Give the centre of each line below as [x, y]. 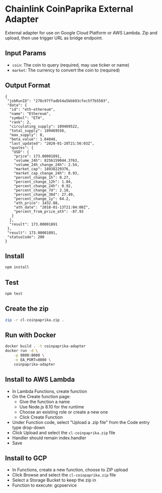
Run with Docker [31, 335]
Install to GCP [26, 458]
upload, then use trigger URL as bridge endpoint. [54, 38]
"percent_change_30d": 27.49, [45, 194]
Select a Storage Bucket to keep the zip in [54, 480]
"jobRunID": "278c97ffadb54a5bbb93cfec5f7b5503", [58, 101]
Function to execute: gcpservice [44, 485]
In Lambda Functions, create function [50, 391]
